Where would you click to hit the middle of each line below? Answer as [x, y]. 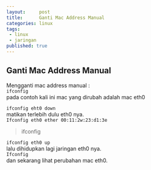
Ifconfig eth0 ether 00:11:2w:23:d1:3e [57, 120]
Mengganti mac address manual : [48, 85]
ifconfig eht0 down [31, 108]
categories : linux [30, 23]
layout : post [28, 12]
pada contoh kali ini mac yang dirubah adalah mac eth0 [76, 97]
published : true [27, 46]
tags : [13, 29]
